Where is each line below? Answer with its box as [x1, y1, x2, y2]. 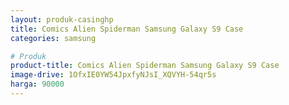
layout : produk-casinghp [10, 14, 114, 25]
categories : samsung [10, 33, 97, 43]
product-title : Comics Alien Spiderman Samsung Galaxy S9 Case [10, 61, 280, 71]
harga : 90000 [10, 79, 65, 90]
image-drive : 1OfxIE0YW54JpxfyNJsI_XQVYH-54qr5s [10, 70, 217, 80]
